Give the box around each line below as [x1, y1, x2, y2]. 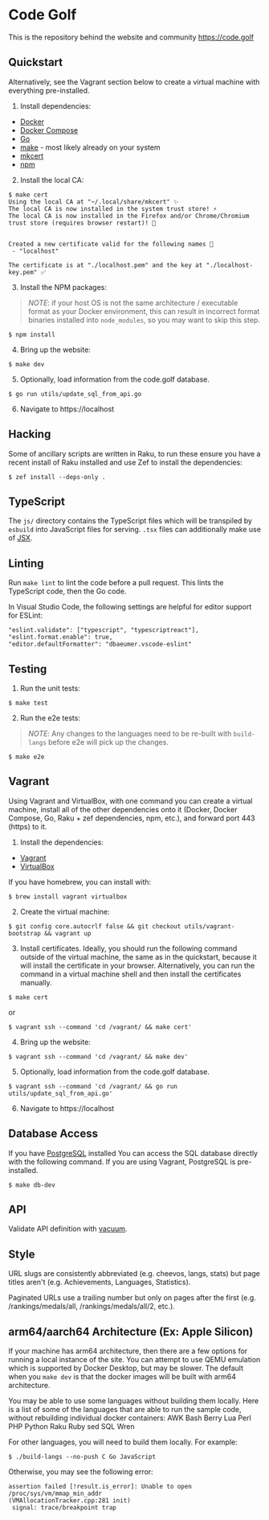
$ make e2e [8, 753, 45, 761]
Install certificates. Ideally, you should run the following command [19, 944, 238, 953]
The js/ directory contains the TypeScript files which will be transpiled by [8, 516, 253, 526]
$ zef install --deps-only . [8, 473, 106, 481]
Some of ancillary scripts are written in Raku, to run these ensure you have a [8, 448, 261, 458]
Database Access [8, 1127, 99, 1141]
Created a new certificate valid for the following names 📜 [8, 240, 214, 248]
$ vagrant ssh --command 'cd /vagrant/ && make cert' [8, 1022, 193, 1031]
